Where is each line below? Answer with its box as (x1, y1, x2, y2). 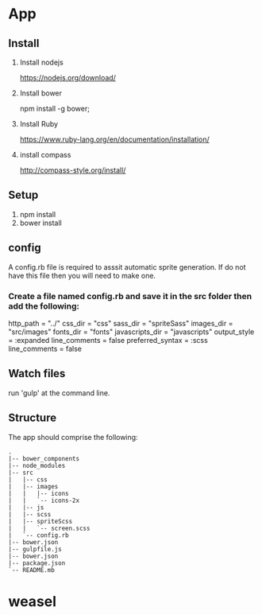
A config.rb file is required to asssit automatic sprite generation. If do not (8, 262, 246, 271)
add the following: (8, 300, 80, 311)
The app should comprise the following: (8, 432, 138, 442)
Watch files (8, 367, 66, 380)
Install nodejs (19, 57, 64, 67)
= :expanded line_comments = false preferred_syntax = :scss (8, 335, 208, 344)
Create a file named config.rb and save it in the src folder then (8, 290, 252, 302)
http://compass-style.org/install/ (19, 165, 126, 175)
